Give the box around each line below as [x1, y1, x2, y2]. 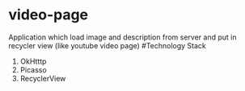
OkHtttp [19, 56, 47, 66]
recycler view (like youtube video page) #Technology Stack [8, 40, 206, 50]
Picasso [19, 64, 47, 74]
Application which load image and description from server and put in [8, 32, 237, 42]
